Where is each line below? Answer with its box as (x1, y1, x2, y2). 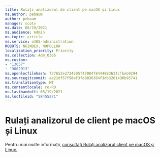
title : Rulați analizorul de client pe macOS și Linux (5, 7, 120, 12)
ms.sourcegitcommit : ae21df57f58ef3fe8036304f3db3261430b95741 (5, 76, 138, 80)
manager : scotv (5, 21, 36, 26)
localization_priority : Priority (5, 48, 74, 53)
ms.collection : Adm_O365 (5, 52, 56, 58)
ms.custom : (5, 57, 28, 62)
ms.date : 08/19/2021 (5, 26, 48, 30)
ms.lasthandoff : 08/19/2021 (5, 89, 63, 94)
